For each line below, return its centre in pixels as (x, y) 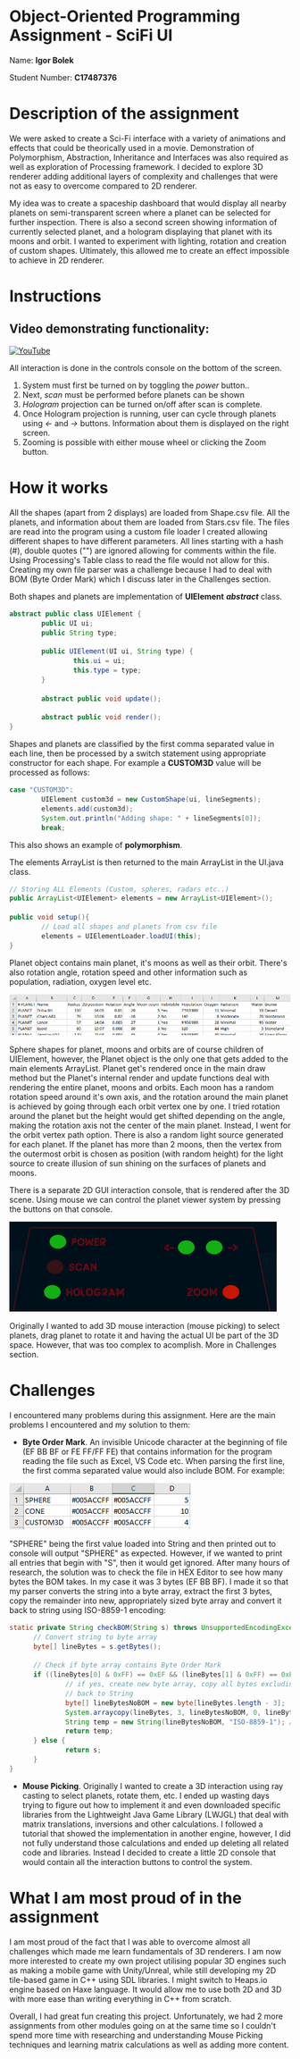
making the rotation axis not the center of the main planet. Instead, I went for (150, 1125)
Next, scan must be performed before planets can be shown (133, 394)
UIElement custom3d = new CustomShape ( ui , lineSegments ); (151, 800)
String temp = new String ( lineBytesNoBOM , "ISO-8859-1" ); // (181, 1722)
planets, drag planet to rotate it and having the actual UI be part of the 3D (144, 1335)
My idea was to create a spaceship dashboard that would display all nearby (148, 203)
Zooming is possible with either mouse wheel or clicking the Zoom (144, 442)
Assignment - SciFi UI (91, 35)
